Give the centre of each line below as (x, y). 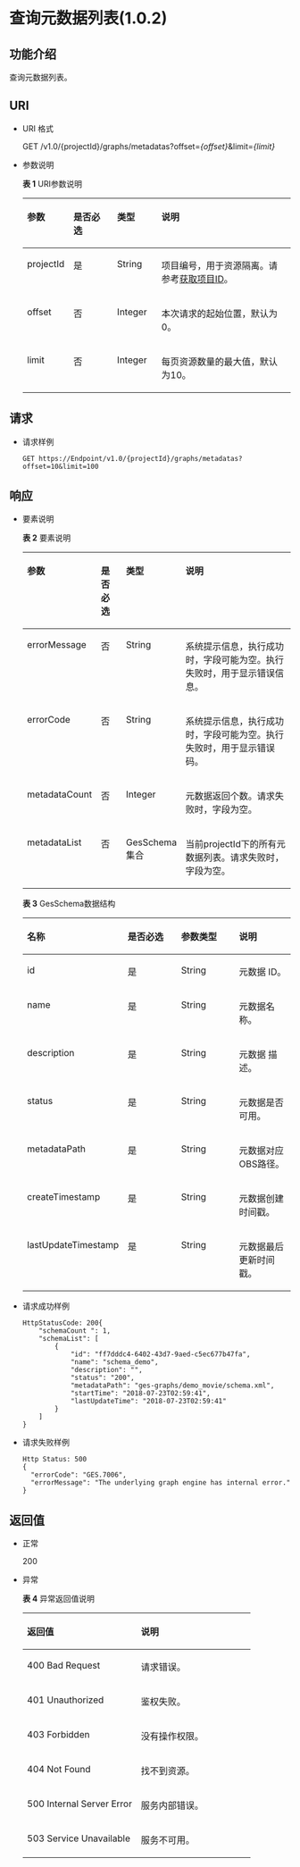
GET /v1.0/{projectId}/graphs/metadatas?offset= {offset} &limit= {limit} (149, 146)
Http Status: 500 (54, 1460)
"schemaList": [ (69, 1339)
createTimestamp (63, 1197)
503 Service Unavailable (79, 1838)
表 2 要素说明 (46, 538)
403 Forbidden (58, 1735)
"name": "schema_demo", (114, 1362)
